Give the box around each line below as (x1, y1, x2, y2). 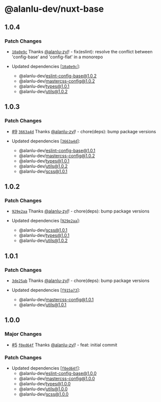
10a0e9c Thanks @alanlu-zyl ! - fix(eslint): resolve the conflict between (11, 48, 153, 54)
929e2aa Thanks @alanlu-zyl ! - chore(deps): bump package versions (11, 208, 150, 214)
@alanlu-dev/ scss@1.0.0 (19, 391, 69, 397)
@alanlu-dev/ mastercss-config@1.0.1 (19, 296, 94, 302)
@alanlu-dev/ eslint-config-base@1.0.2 (19, 72, 97, 79)
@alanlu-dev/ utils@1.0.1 (19, 302, 67, 307)
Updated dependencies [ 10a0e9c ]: (11, 63, 80, 69)
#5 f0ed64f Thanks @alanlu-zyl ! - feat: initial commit (11, 342, 117, 348)
